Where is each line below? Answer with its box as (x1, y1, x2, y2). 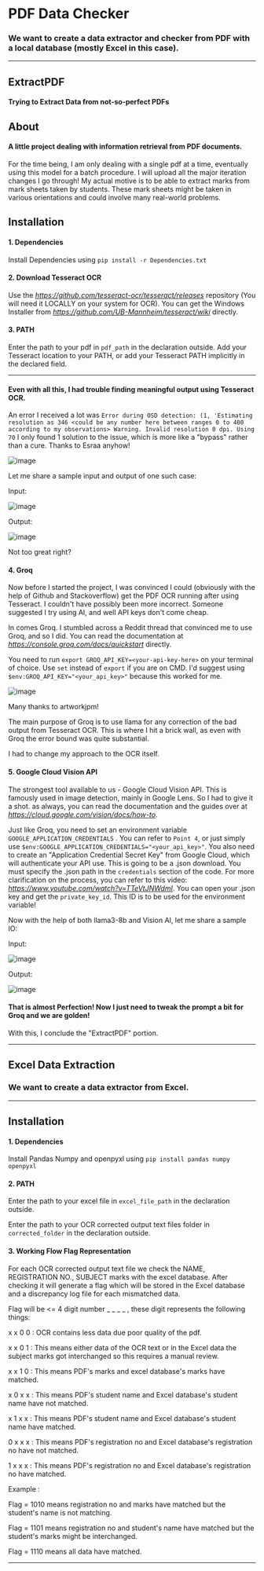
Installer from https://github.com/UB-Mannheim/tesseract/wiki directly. (8, 307, 238, 317)
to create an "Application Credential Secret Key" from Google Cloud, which (8, 850, 251, 859)
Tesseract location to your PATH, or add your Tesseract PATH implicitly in (8, 351, 245, 361)
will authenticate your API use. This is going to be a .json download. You (8, 858, 241, 868)
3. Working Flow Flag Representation (8, 1246, 131, 1255)
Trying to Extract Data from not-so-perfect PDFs (8, 97, 170, 107)
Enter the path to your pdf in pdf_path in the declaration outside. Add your (8, 342, 247, 352)
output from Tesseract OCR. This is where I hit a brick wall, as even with (8, 726, 241, 735)
